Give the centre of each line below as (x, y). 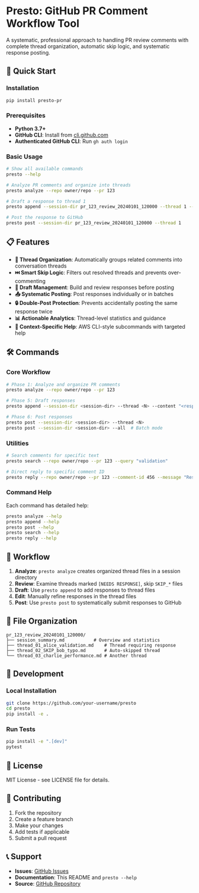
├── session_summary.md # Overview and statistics (83, 640)
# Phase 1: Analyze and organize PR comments (63, 384)
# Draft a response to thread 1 (46, 201)
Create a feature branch (44, 819)
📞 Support (24, 857)
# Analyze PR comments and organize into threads (69, 185)
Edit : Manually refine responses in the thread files (76, 596)
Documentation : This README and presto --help (76, 877)
